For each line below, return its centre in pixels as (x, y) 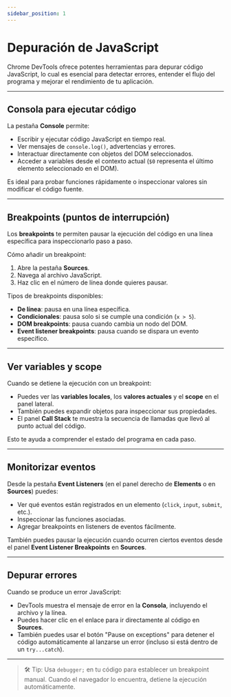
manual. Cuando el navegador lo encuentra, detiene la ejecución (115, 679)
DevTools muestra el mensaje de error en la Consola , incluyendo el (112, 605)
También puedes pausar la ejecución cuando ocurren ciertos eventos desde (115, 540)
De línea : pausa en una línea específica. (74, 309)
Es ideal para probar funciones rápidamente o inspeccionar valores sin (107, 182)
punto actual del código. (52, 426)
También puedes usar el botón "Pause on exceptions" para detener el (115, 634)
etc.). (24, 512)
